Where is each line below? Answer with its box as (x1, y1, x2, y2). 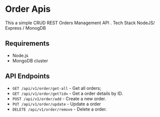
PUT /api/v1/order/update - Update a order (12, 101, 102, 107)
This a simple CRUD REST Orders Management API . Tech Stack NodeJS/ (5, 20, 155, 26)
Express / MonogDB (5, 25, 46, 31)
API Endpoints (5, 72, 50, 80)
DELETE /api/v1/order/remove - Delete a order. (12, 106, 107, 112)
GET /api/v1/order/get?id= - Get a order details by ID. (12, 90, 123, 96)
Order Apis (5, 3, 51, 15)
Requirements (5, 39, 50, 48)
